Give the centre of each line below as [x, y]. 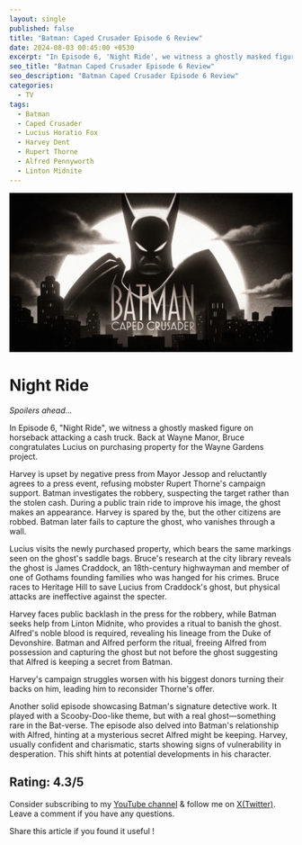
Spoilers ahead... [41, 410]
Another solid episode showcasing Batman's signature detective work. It [143, 706]
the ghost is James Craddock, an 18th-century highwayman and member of [150, 568]
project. [24, 457]
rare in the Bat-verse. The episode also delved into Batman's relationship [144, 725]
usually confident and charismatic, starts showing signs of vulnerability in [145, 745]
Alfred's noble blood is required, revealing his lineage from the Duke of [140, 634]
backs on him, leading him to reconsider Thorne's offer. [112, 689]
